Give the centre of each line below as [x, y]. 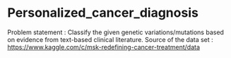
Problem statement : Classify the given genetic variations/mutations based [116, 32]
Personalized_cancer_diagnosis [103, 13]
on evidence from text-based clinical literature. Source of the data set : [110, 39]
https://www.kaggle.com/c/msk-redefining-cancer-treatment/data [103, 47]
